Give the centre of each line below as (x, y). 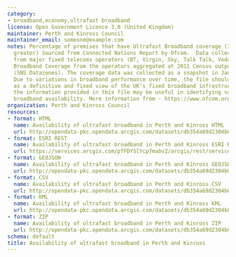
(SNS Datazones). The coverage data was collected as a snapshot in (116, 73)
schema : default (31, 237)
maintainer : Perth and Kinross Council (66, 33)
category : (22, 14)
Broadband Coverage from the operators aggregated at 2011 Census (113, 66)
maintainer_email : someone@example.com (66, 40)
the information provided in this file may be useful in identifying (117, 92)
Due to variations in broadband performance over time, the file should (122, 79)
